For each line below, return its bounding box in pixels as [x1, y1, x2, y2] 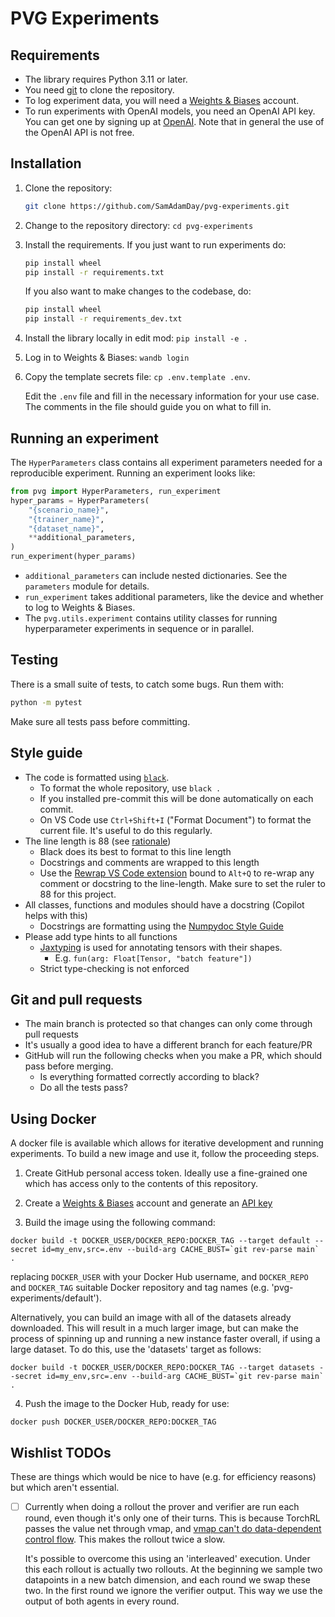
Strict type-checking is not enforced [39, 962, 190, 974]
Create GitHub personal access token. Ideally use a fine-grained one [24, 1167, 308, 1179]
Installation [10, 155, 82, 172]
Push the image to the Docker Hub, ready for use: [24, 1398, 230, 1410]
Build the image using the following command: [24, 1217, 216, 1229]
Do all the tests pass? [39, 1082, 128, 1094]
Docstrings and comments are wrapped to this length [39, 856, 260, 868]
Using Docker [10, 1110, 97, 1127]
